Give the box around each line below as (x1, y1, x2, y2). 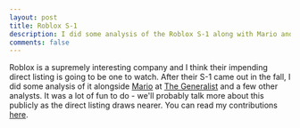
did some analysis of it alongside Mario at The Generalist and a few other (9, 81, 279, 92)
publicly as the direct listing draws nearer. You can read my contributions (9, 100, 279, 111)
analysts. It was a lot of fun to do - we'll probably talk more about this (9, 91, 265, 101)
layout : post (9, 12, 58, 22)
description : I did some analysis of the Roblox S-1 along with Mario (9, 29, 278, 38)
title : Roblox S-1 (9, 21, 78, 30)
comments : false (9, 37, 70, 47)
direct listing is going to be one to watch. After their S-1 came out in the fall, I (9, 72, 291, 83)
